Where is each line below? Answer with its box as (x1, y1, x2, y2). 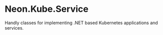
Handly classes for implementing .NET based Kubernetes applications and (5, 20, 158, 26)
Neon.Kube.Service (5, 3, 89, 15)
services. (5, 25, 24, 31)
